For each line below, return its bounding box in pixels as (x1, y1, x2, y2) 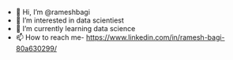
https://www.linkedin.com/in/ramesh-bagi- (85, 33, 225, 42)
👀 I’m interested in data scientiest (15, 16, 125, 25)
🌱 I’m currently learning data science (15, 24, 136, 33)
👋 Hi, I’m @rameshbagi (15, 8, 91, 16)
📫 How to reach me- (15, 33, 85, 42)
